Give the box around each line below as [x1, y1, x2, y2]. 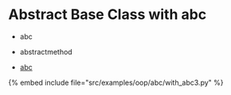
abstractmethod [19, 47, 73, 56]
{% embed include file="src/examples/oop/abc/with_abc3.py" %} [8, 78, 224, 87]
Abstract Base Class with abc [8, 6, 207, 24]
